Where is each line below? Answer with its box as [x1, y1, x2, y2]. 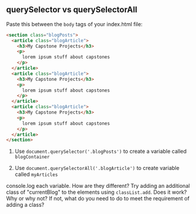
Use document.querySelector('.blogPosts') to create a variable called [14, 148, 187, 155]
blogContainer [14, 154, 50, 160]
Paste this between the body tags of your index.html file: [6, 20, 143, 27]
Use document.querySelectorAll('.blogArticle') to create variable [14, 165, 180, 172]
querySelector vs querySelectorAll [6, 5, 138, 15]
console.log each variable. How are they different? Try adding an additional [6, 182, 190, 190]
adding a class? [6, 202, 45, 209]
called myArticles [14, 171, 58, 178]
